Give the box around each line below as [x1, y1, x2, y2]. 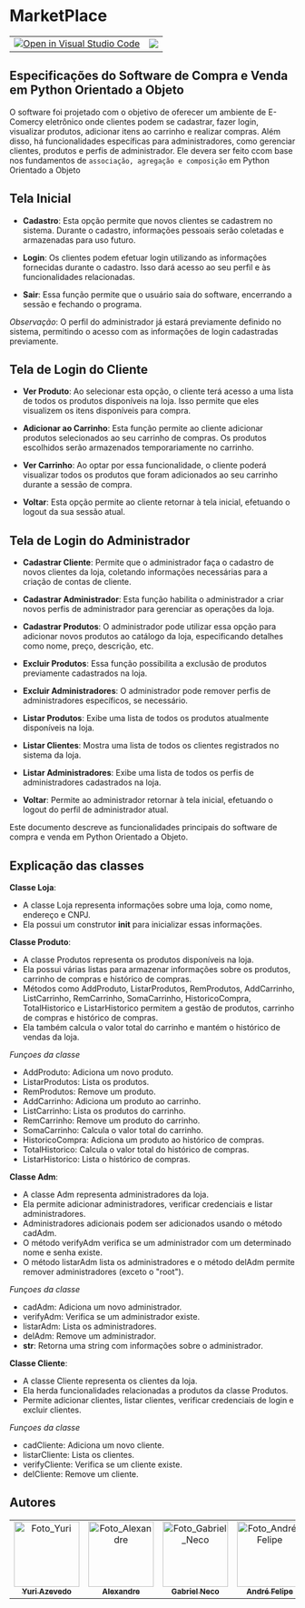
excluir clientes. [22, 1404, 82, 1415]
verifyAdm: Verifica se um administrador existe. [22, 1312, 201, 1322]
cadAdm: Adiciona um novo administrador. [22, 1301, 182, 1312]
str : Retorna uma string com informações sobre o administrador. [22, 1341, 263, 1351]
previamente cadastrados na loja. [22, 668, 148, 678]
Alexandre [102, 1586, 141, 1596]
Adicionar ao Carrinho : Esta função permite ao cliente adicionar [22, 423, 263, 434]
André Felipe [246, 1586, 293, 1596]
